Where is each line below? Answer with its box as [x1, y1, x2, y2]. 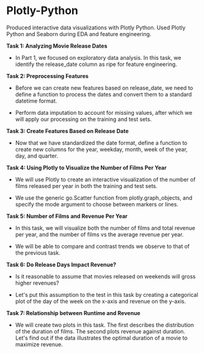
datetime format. [15, 97, 57, 104]
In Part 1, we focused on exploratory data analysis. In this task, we [15, 54, 181, 61]
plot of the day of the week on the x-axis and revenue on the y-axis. [15, 297, 186, 305]
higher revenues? [15, 279, 59, 286]
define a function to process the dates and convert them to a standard [15, 90, 192, 98]
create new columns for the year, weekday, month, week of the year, [15, 145, 188, 153]
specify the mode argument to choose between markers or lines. [15, 200, 179, 208]
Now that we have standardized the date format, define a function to [15, 139, 188, 147]
